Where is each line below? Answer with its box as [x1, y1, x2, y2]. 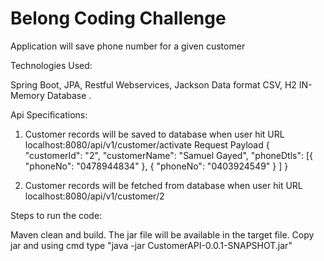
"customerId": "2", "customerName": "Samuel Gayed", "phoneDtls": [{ [24, 149, 314, 161]
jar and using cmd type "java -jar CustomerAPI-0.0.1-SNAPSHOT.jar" [10, 239, 293, 251]
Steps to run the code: [10, 209, 103, 221]
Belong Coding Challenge [10, 7, 227, 30]
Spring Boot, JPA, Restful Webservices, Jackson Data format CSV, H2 [10, 78, 297, 91]
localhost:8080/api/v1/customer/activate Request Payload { [24, 138, 270, 151]
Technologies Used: [10, 59, 93, 71]
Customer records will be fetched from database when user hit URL [24, 179, 303, 191]
